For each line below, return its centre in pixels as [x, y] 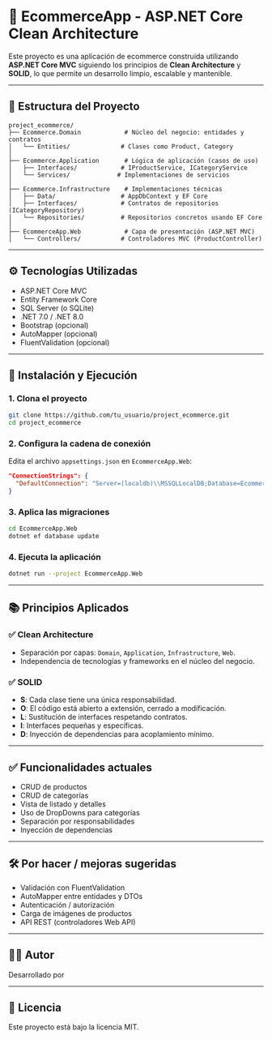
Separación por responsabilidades [77, 821]
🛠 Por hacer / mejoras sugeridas [92, 864]
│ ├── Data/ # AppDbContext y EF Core [108, 196]
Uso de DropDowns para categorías [80, 812]
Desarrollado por [36, 974]
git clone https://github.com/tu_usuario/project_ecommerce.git [119, 415]
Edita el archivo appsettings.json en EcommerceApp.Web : [100, 461]
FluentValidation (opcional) [65, 342]
